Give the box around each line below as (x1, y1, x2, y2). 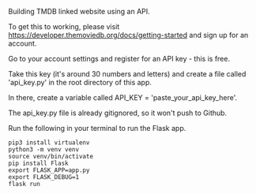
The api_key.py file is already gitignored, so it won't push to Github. (8, 108, 228, 118)
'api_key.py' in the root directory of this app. (8, 78, 152, 87)
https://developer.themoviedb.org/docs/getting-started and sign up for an (8, 31, 249, 39)
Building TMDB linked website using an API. (8, 7, 150, 16)
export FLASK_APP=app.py (8, 166, 90, 174)
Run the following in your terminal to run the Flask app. (8, 124, 186, 132)
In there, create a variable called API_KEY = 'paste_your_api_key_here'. (8, 93, 238, 102)
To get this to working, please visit (8, 22, 120, 31)
